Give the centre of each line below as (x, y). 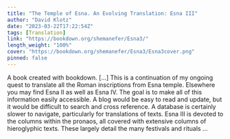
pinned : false (27, 58)
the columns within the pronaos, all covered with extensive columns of (107, 121)
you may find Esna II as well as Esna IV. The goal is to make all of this (105, 92)
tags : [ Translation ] (37, 33)
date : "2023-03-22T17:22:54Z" (50, 26)
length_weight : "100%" (39, 45)
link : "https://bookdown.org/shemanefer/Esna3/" (78, 39)
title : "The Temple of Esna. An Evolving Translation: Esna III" (102, 13)
